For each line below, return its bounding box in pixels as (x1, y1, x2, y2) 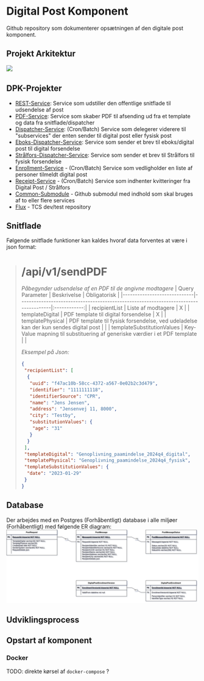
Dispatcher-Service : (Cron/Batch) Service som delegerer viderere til (15, 125, 186, 132)
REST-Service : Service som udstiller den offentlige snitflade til (15, 99, 171, 107)
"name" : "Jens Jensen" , (29, 399, 90, 406)
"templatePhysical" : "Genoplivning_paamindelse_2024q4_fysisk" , (24, 457, 191, 464)
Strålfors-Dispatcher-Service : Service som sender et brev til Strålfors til (15, 151, 195, 159)
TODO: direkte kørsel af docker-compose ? (6, 668, 110, 675)
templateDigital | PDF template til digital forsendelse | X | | (21, 311, 166, 318)
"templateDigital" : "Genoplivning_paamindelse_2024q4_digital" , (24, 451, 191, 457)
